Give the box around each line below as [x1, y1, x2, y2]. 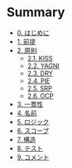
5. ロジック [16, 117, 49, 126]
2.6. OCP [27, 91, 54, 100]
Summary [6, 4, 65, 20]
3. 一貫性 [16, 100, 44, 108]
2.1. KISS [27, 54, 53, 62]
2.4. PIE [27, 76, 50, 85]
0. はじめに [16, 28, 50, 37]
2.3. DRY [27, 68, 54, 78]
